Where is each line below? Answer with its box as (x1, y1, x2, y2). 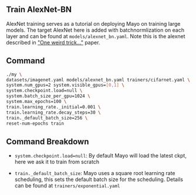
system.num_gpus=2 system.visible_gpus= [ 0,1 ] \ (6, 82, 125, 88)
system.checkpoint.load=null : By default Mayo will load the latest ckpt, (14, 152, 187, 159)
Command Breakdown (6, 136, 89, 146)
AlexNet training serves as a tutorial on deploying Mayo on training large (6, 20, 181, 27)
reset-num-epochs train (6, 120, 65, 126)
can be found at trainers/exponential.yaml (14, 182, 120, 189)
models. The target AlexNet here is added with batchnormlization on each (6, 26, 185, 33)
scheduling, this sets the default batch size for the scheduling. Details (14, 176, 184, 183)
